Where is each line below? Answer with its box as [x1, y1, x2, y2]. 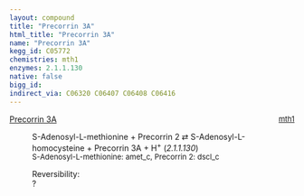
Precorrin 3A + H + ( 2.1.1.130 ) [93, 141, 199, 154]
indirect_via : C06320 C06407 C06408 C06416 [9, 89, 176, 98]
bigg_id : [9, 80, 43, 89]
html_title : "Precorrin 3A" [9, 30, 116, 39]
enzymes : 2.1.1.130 [9, 64, 83, 73]
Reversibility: [32, 169, 80, 180]
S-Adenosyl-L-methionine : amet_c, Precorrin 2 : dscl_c [32, 152, 220, 163]
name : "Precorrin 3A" [9, 38, 91, 48]
